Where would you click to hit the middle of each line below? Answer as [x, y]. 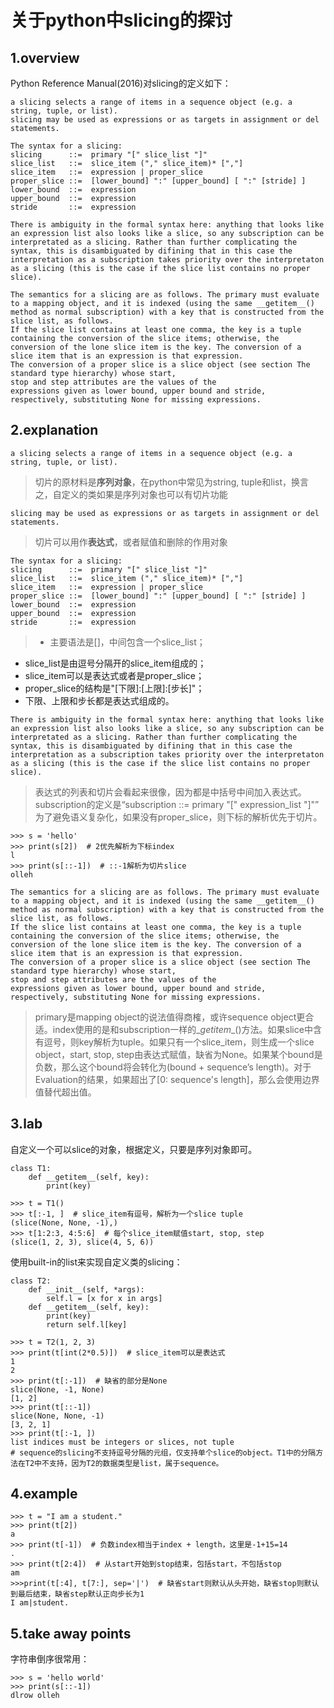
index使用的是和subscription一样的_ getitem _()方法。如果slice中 [182, 1029]
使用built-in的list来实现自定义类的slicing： [96, 1262]
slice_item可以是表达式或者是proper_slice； [114, 675]
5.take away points [71, 1633]
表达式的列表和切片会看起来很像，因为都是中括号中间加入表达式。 [170, 792]
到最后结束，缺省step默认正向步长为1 [77, 1594]
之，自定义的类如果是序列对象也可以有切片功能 [131, 494]
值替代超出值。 [65, 1092]
